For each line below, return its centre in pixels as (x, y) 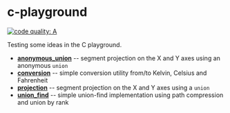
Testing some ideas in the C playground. (65, 44)
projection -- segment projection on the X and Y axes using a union (113, 87)
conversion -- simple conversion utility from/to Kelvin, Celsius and (112, 73)
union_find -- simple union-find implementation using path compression (120, 95)
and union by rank (43, 102)
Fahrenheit (32, 80)
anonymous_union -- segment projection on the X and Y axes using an (119, 58)
